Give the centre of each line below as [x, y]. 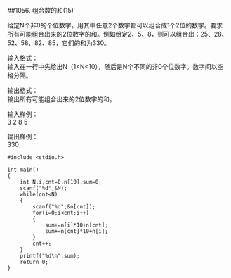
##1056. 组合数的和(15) [40, 10]
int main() [23, 170]
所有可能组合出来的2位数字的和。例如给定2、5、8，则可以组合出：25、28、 [118, 34]
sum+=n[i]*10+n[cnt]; [77, 225]
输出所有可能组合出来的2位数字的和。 [61, 99]
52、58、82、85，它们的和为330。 [59, 43]
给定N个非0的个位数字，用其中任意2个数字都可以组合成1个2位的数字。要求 [115, 25]
